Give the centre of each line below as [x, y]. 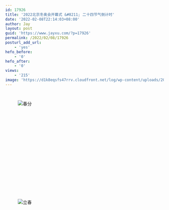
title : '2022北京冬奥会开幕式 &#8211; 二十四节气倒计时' [60, 15]
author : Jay [18, 24]
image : [12, 80]
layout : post [19, 29]
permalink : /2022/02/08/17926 [37, 38]
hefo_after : [18, 61]
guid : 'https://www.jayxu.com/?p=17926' [48, 33]
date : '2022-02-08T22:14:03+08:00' [43, 19]
